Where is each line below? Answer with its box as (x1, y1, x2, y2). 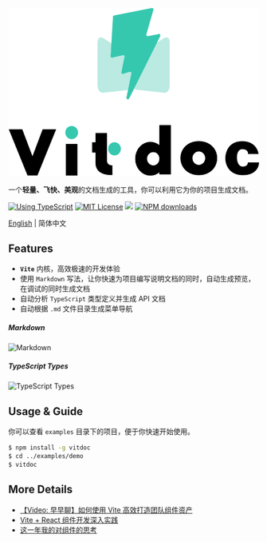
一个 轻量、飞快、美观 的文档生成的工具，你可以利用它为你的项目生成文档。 (8, 185, 253, 194)
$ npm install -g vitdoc (8, 444, 91, 452)
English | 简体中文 (8, 218, 67, 228)
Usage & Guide (8, 405, 84, 418)
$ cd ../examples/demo (8, 452, 84, 460)
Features (8, 242, 53, 256)
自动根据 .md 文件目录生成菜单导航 (19, 304, 133, 313)
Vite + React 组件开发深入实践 (19, 515, 119, 524)
